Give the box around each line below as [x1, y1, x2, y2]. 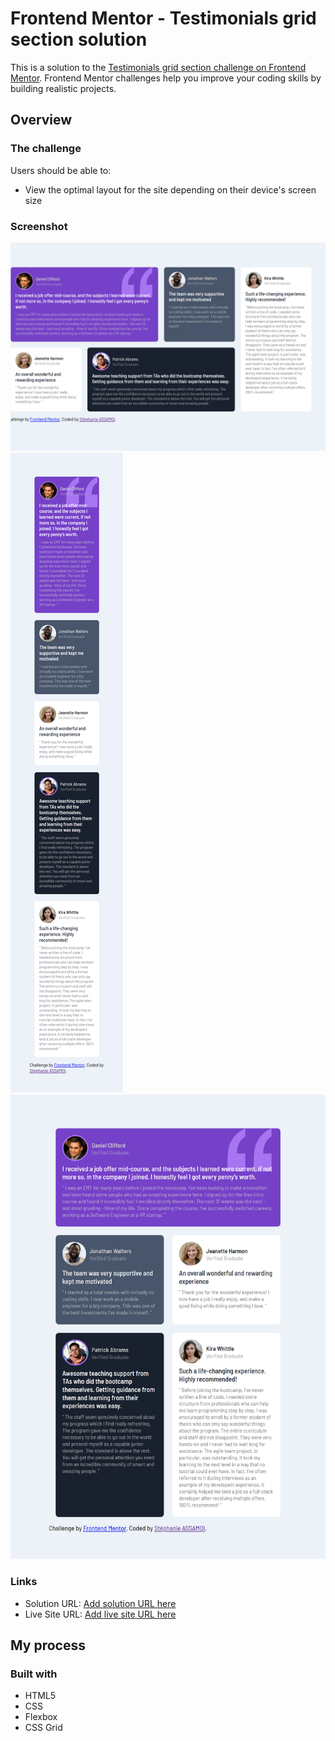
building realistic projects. [10, 82, 117, 94]
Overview [10, 112, 73, 129]
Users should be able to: [10, 164, 112, 176]
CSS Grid [24, 1722, 63, 1734]
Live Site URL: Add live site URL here [24, 1608, 177, 1620]
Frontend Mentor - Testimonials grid [10, 7, 317, 30]
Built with [10, 1667, 58, 1681]
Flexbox [24, 1711, 58, 1723]
